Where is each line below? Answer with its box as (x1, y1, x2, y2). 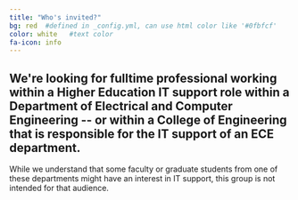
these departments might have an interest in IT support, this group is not (9, 173, 276, 184)
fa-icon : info (9, 37, 62, 47)
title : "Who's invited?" (9, 12, 102, 22)
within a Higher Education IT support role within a (9, 84, 290, 100)
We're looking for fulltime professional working (9, 70, 277, 85)
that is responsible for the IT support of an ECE (9, 126, 275, 141)
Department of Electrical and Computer (9, 99, 234, 114)
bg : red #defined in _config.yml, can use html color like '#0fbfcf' (9, 21, 277, 30)
